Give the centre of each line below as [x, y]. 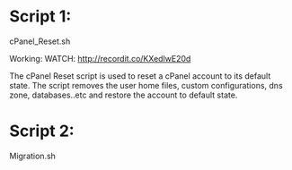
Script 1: [40, 17]
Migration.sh [33, 156]
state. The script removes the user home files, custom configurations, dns [146, 85]
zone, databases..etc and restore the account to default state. [124, 95]
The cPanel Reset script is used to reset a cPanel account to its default [140, 76]
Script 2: [42, 131]
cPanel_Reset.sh [40, 41]
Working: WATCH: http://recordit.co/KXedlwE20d [100, 58]
